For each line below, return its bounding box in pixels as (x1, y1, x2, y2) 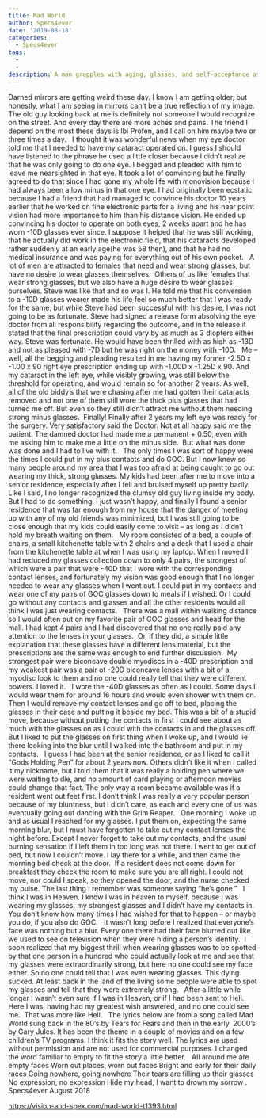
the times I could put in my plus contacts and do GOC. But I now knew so (8, 454, 246, 464)
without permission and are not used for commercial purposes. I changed (8, 1044, 248, 1053)
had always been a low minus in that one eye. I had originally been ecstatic (8, 185, 253, 194)
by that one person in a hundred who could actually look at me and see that (8, 951, 255, 960)
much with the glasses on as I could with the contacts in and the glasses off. (8, 723, 257, 733)
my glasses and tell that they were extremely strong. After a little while (8, 984, 241, 994)
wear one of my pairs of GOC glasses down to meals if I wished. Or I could (8, 589, 252, 598)
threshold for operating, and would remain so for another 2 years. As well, (8, 378, 249, 388)
